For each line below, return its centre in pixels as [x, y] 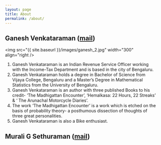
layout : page [18, 9]
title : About [18, 14]
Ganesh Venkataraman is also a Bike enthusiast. [60, 121]
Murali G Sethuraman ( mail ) [48, 136]
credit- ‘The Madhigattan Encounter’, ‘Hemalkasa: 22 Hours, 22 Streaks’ [84, 96]
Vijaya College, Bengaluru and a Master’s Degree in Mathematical [77, 80]
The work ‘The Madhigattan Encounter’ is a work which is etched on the [84, 106]
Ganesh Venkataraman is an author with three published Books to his [81, 90]
